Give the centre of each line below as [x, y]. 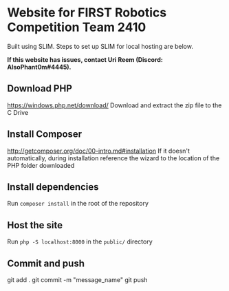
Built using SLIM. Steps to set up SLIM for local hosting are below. [100, 46]
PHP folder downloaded [41, 165]
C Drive [18, 112]
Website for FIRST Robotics [87, 13]
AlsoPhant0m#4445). [39, 67]
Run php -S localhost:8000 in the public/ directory [80, 241]
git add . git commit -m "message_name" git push [77, 280]
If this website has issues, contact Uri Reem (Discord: [85, 59]
